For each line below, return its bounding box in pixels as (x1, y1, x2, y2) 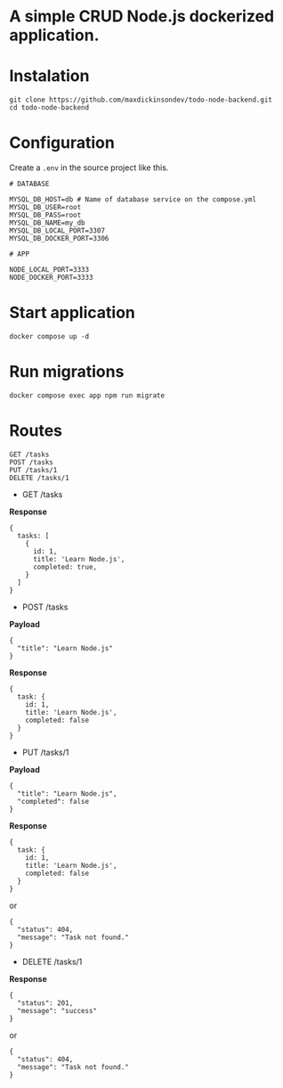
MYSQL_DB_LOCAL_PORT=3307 (9, 226, 105, 235)
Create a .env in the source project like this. (9, 162, 169, 173)
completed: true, (32, 562, 98, 571)
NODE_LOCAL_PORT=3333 (9, 266, 90, 274)
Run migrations (9, 362, 125, 382)
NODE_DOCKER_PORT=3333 (9, 274, 93, 282)
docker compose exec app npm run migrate (9, 390, 166, 400)
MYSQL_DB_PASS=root (9, 211, 82, 220)
